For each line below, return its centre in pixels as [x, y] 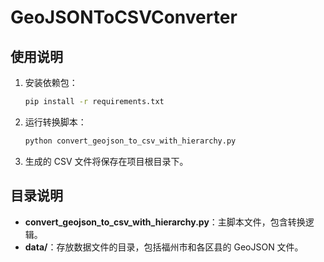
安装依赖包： [51, 82]
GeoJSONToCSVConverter [124, 17]
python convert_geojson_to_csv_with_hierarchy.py [130, 141]
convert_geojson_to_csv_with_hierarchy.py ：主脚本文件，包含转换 [165, 222]
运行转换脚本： [55, 122]
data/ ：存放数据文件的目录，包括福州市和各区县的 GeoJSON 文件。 [164, 247]
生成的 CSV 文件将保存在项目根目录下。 [106, 161]
